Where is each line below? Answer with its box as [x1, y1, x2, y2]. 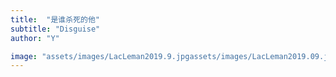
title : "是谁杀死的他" [10, 14, 100, 25]
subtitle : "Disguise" [10, 24, 101, 34]
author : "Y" [10, 33, 60, 43]
